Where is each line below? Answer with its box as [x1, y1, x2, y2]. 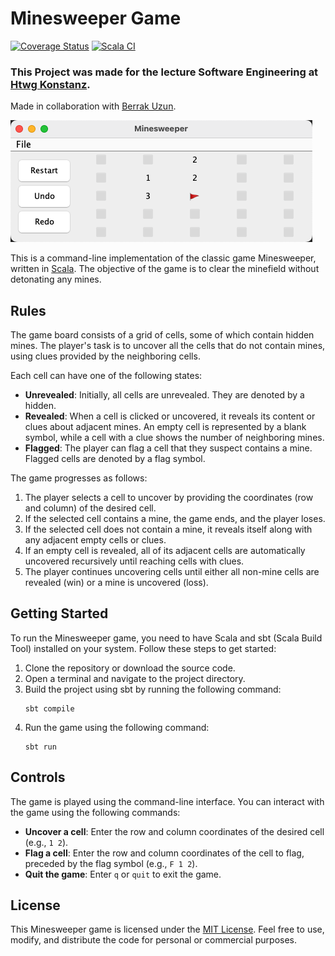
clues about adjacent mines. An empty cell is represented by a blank [24, 421, 307, 433]
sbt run [24, 742, 57, 752]
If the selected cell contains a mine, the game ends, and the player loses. [24, 513, 326, 525]
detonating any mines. [10, 273, 102, 286]
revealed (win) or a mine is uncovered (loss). [24, 577, 209, 589]
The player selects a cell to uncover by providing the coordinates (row [24, 492, 314, 504]
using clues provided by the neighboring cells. [10, 350, 201, 362]
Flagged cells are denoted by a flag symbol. [24, 453, 206, 465]
